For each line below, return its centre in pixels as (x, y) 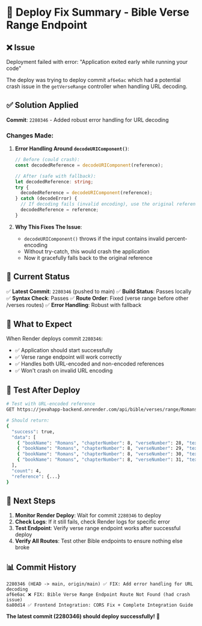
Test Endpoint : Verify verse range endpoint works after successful (98, 528)
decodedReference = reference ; (60, 210)
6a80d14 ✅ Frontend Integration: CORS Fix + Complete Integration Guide (100, 605)
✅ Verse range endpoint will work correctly (68, 357)
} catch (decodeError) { (46, 198)
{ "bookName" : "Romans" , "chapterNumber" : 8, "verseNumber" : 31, (101, 460)
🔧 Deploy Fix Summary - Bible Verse (98, 12)
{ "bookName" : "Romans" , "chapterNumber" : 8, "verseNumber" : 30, (101, 454)
